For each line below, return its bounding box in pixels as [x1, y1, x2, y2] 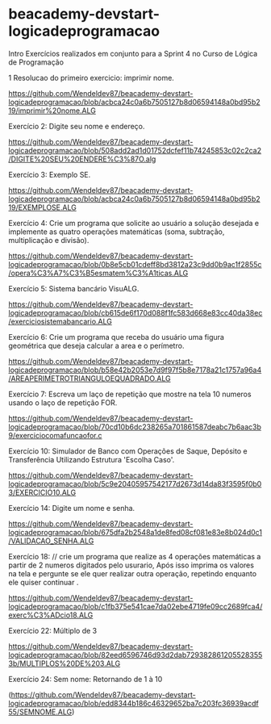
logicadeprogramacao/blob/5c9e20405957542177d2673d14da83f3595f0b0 [8, 479, 262, 488]
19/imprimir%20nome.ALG [8, 106, 97, 115]
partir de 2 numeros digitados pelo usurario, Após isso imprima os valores [8, 560, 254, 570]
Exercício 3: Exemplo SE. [8, 169, 91, 179]
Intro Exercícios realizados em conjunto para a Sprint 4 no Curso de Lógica [8, 48, 258, 58]
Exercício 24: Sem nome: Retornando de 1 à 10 [8, 674, 163, 684]
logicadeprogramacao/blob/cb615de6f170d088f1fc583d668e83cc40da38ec [8, 308, 263, 317]
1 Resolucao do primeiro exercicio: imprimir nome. [8, 73, 175, 82]
